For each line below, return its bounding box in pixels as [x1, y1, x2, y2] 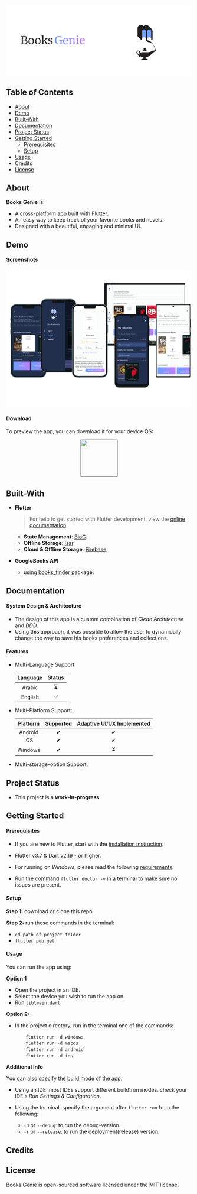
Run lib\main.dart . [14, 999, 62, 1006]
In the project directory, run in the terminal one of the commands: [14, 1021, 174, 1029]
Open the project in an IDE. [14, 986, 81, 994]
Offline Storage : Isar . [23, 540, 75, 547]
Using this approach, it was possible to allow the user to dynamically [14, 628, 182, 635]
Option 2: [6, 1010, 29, 1017]
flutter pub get [14, 938, 55, 944]
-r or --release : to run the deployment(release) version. [23, 1128, 160, 1135]
